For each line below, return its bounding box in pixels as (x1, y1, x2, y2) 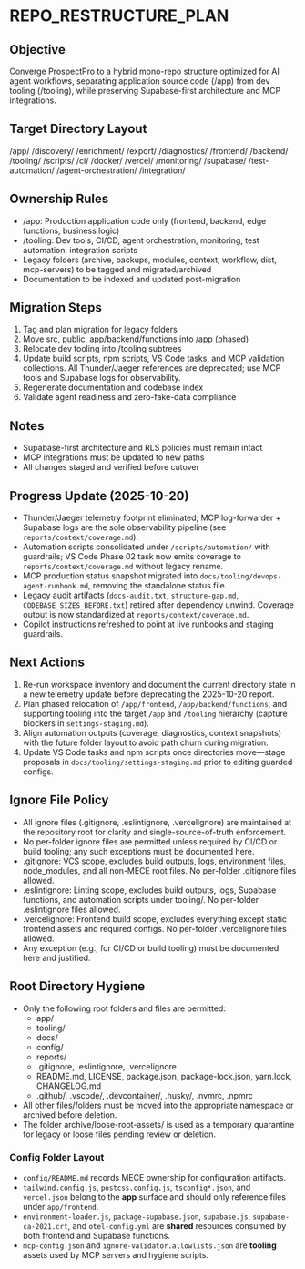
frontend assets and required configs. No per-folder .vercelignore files (22, 923, 287, 934)
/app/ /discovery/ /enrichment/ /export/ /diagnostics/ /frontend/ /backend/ (9, 145, 289, 156)
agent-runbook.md (22, 582, 89, 591)
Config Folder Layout (9, 1151, 105, 1164)
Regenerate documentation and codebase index (22, 382, 204, 393)
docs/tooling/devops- (199, 572, 282, 581)
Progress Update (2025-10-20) (9, 488, 189, 504)
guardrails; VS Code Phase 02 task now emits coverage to (22, 551, 241, 562)
